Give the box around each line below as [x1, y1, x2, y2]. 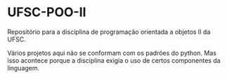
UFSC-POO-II [7, 4, 86, 20]
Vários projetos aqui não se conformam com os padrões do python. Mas [7, 49, 216, 57]
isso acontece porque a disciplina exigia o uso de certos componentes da [7, 56, 221, 64]
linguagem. [7, 63, 40, 72]
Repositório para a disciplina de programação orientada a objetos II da [7, 28, 211, 36]
